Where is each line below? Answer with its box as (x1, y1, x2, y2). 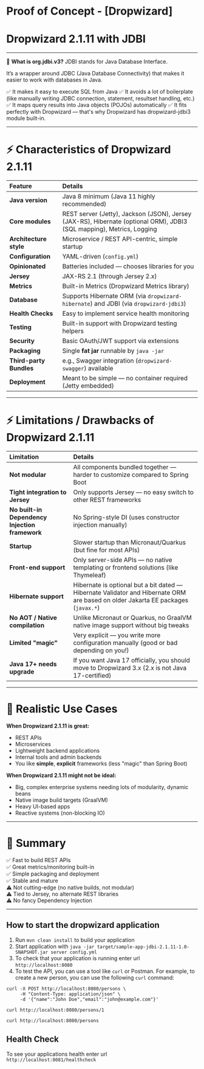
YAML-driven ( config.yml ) (62, 252, 138, 261)
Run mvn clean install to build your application (15, 936, 135, 944)
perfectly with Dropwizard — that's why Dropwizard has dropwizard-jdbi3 (6, 108, 191, 116)
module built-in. (6, 114, 46, 122)
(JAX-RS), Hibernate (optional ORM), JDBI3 (62, 217, 188, 226)
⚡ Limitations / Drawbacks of (6, 414, 155, 427)
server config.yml (50, 949, 97, 955)
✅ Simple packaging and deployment (6, 870, 99, 877)
